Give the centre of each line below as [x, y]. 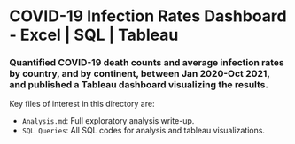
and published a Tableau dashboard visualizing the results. [139, 85]
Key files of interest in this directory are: [82, 104]
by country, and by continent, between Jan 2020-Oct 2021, [140, 74]
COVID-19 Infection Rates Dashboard [148, 16]
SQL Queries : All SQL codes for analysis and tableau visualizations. [144, 131]
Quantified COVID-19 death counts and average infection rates [147, 63]
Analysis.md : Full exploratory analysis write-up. [108, 121]
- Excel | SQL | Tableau [94, 35]
